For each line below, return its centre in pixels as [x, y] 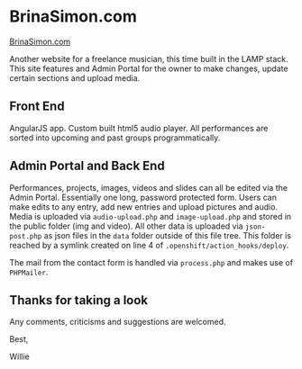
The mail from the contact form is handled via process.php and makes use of [151, 262]
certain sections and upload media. [75, 77]
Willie [19, 356]
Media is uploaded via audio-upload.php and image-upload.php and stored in [151, 216]
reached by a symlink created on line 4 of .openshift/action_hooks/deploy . [149, 245]
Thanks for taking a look [79, 300]
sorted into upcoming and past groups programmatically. [115, 138]
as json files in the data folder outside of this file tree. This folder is [167, 235]
